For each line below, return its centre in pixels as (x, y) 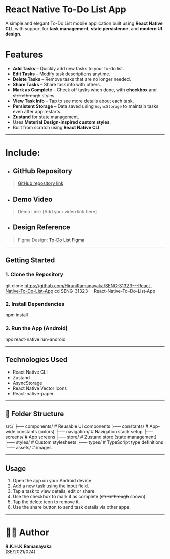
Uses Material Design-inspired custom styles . (62, 122)
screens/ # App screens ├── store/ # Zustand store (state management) (81, 437)
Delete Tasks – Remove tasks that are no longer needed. (72, 79)
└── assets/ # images (28, 448)
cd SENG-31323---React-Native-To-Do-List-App (105, 291)
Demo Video (32, 199)
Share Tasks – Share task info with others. (57, 84)
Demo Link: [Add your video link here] (57, 211)
